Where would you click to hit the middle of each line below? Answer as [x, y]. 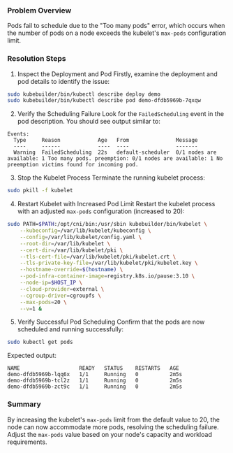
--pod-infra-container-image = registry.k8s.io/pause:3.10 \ [107, 276]
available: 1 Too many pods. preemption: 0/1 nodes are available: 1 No [115, 159]
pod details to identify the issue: [63, 81]
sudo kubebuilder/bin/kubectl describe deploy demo [84, 94]
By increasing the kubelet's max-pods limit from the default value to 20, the [113, 419]
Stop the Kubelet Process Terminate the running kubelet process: [111, 178]
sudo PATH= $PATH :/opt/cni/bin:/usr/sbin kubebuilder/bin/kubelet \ [107, 224]
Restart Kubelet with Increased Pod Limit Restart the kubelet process [116, 204]
